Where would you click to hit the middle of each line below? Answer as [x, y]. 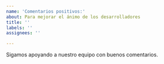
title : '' [18, 22]
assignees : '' [24, 33]
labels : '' [19, 28]
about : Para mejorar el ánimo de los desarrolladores [73, 17]
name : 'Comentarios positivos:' [46, 11]
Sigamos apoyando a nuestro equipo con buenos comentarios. [82, 55]
